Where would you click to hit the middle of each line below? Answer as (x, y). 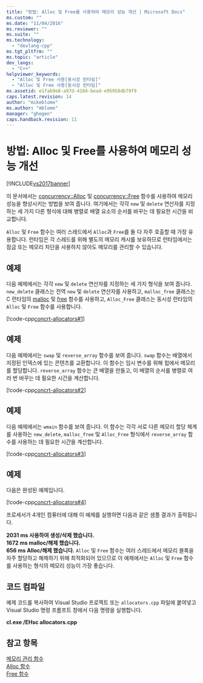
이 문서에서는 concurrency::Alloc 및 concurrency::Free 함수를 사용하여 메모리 (99, 196)
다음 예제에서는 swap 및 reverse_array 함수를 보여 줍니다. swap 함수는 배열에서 (99, 355)
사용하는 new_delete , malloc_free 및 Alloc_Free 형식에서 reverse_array (99, 434)
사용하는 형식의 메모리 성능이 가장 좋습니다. (64, 566)
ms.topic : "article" (32, 57)
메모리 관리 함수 (25, 659)
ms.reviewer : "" (27, 29)
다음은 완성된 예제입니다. (35, 490)
